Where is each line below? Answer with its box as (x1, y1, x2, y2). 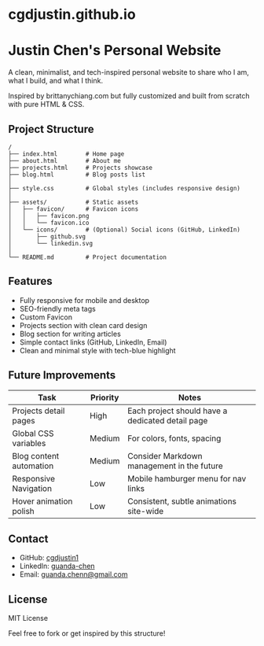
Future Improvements (8, 368, 116, 382)
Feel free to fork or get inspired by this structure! (8, 629, 166, 638)
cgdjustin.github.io (8, 6, 136, 24)
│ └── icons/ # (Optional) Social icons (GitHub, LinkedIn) (8, 226, 241, 234)
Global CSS (12, 427, 54, 438)
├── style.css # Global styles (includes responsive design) (8, 184, 241, 192)
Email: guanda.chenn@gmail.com (19, 570, 128, 579)
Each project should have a (126, 405, 228, 416)
